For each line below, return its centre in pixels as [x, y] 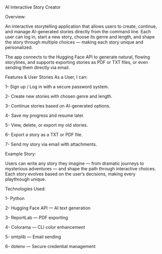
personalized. [19, 47]
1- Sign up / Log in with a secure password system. [57, 87]
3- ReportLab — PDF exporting [37, 218]
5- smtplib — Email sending [33, 237]
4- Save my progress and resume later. [45, 115]
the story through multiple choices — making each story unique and [74, 42]
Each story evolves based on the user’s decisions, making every [70, 174]
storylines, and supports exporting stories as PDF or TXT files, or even [77, 62]
